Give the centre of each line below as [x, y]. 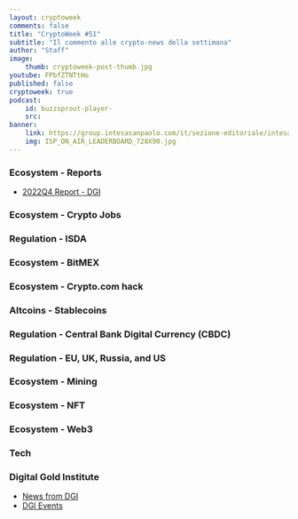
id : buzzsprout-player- [69, 108]
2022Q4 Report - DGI [61, 192]
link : [35, 133]
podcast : [25, 100]
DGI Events [43, 506]
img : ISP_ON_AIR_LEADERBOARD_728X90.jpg [101, 141]
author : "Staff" [39, 51]
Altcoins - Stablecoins [58, 310]
